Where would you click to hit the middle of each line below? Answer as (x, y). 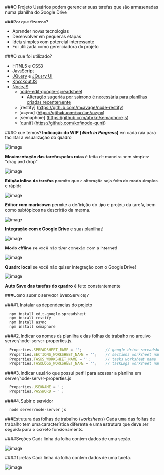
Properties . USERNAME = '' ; (37, 387)
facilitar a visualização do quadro (38, 137)
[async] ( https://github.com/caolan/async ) (62, 113)
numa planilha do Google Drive (36, 12)
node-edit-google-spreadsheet (51, 92)
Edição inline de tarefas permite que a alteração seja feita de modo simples (81, 181)
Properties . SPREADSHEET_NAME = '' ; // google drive (74, 350)
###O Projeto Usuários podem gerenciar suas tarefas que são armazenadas (82, 7)
